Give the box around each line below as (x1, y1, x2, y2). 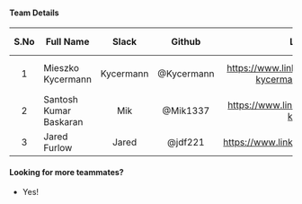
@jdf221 (167, 136, 205, 148)
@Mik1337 (162, 104, 210, 117)
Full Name (45, 36, 90, 49)
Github (171, 36, 201, 49)
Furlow (43, 142, 73, 155)
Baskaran (43, 116, 84, 129)
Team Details (9, 7, 60, 18)
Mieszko (43, 62, 79, 75)
